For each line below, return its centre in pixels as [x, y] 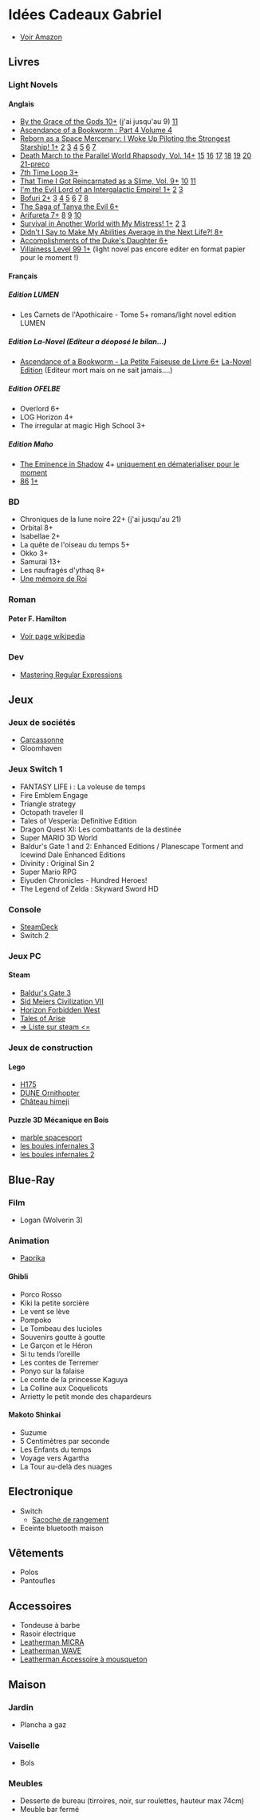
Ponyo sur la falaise [52, 1371]
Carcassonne [41, 740]
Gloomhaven [41, 748]
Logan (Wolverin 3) [51, 1220]
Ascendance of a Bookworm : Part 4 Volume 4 [96, 130]
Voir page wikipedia [52, 636]
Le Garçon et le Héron [56, 1345]
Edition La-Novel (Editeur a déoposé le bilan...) [88, 341]
